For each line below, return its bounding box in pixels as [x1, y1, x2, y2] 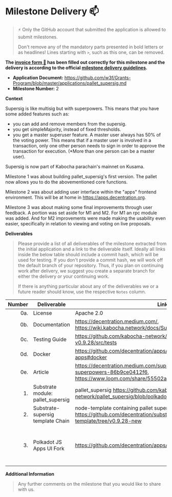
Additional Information [5, 471, 55, 477]
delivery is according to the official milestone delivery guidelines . [5, 64, 147, 71]
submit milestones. [17, 33, 58, 40]
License [33, 309, 52, 316]
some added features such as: [5, 110, 70, 117]
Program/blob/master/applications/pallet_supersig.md [12, 80, 127, 86]
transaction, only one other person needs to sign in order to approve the [12, 142, 165, 148]
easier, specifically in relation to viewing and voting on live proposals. [5, 220, 152, 226]
